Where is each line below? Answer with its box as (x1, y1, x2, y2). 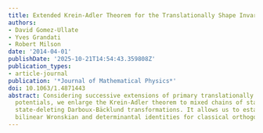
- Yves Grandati (8, 33, 61, 41)
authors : (8, 19, 37, 27)
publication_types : (8, 63, 72, 70)
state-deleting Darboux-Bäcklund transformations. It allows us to (15, 106, 240, 114)
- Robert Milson (8, 41, 61, 49)
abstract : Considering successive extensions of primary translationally (8, 92, 254, 99)
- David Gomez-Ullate (8, 26, 79, 34)
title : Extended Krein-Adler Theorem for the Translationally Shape (8, 11, 236, 20)
